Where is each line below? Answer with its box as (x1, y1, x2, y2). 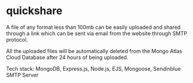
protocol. (6, 36, 28, 43)
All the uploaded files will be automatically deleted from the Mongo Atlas (6, 47, 182, 54)
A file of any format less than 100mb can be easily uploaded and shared (6, 24, 181, 31)
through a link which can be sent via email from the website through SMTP (6, 29, 188, 36)
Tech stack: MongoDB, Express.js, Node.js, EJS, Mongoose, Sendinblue (6, 65, 181, 72)
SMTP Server (6, 71, 39, 78)
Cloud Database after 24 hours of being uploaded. (6, 54, 129, 61)
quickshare (6, 4, 63, 18)
